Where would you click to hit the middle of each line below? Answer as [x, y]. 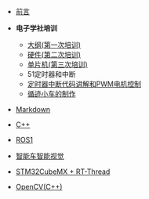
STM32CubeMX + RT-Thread [63, 172]
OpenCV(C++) [39, 187]
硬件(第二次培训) [54, 54]
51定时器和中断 [51, 74]
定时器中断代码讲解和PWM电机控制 [84, 84]
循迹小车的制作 [51, 94]
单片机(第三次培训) [57, 64]
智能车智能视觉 [40, 156]
